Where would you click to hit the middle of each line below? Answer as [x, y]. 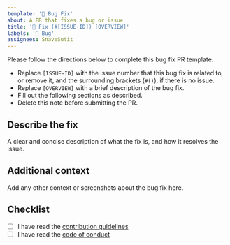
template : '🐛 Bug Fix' [40, 14]
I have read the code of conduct [64, 234]
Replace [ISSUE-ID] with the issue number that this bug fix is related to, [120, 73]
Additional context [48, 171]
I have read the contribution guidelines [73, 226]
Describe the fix [43, 125]
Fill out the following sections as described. [80, 96]
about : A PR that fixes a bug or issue [65, 20]
